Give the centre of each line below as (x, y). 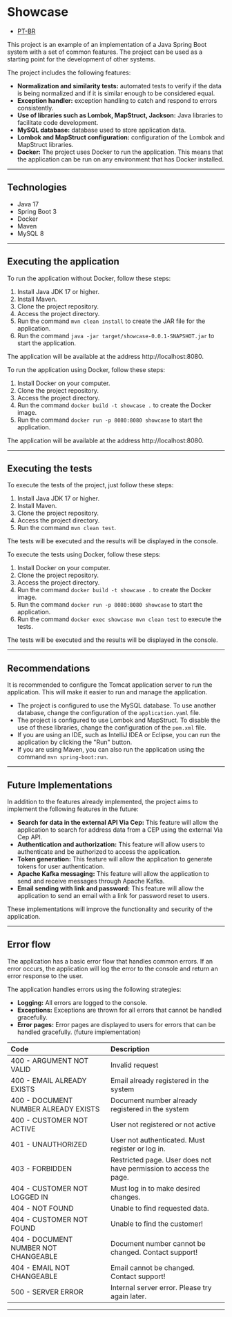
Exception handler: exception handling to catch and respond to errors (117, 100)
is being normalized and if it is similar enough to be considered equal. (116, 93)
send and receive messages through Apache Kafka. (91, 881)
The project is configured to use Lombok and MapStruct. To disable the (119, 720)
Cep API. (30, 837)
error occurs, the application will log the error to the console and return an (113, 968)
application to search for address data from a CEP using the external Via (120, 830)
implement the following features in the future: (73, 809)
